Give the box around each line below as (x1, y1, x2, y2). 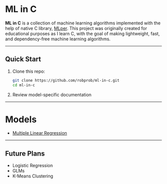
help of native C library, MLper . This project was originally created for (5, 25, 148, 31)
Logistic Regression (12, 163, 53, 169)
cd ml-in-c (12, 82, 35, 88)
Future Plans (5, 149, 45, 158)
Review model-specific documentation (12, 91, 92, 98)
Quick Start (5, 55, 41, 63)
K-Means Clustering (12, 173, 54, 179)
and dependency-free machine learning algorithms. (5, 36, 111, 42)
